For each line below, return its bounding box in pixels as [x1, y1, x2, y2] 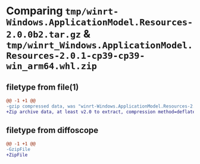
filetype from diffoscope [6, 125, 99, 135]
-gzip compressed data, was [6, 103, 76, 109]
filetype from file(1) [6, 82, 79, 92]
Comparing [6, 4, 63, 18]
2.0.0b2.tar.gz [6, 29, 82, 40]
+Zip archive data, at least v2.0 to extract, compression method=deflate [6, 109, 196, 115]
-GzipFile [6, 147, 31, 153]
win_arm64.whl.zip [6, 61, 97, 72]
